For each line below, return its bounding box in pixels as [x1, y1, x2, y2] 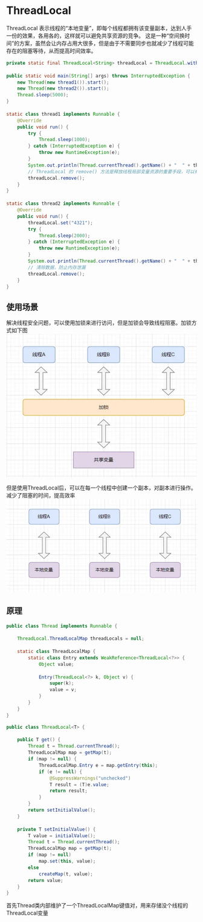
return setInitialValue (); [28, 807, 96, 813]
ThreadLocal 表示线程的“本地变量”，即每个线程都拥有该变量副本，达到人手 [6, 24, 192, 32]
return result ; [49, 788, 88, 794]
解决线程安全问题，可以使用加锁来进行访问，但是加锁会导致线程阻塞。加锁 [6, 319, 192, 327]
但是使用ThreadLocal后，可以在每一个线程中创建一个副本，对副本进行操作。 [6, 484, 196, 491]
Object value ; [38, 661, 74, 667]
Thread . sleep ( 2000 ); [38, 233, 91, 239]
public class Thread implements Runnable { [6, 623, 118, 629]
